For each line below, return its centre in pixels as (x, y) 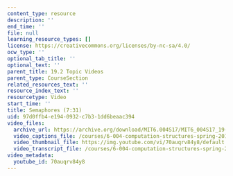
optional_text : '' (34, 65)
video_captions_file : (45, 136)
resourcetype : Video (37, 98)
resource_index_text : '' (43, 91)
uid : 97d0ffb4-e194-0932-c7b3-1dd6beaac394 (71, 116)
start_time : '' (29, 104)
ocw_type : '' (26, 53)
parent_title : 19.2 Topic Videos (55, 71)
